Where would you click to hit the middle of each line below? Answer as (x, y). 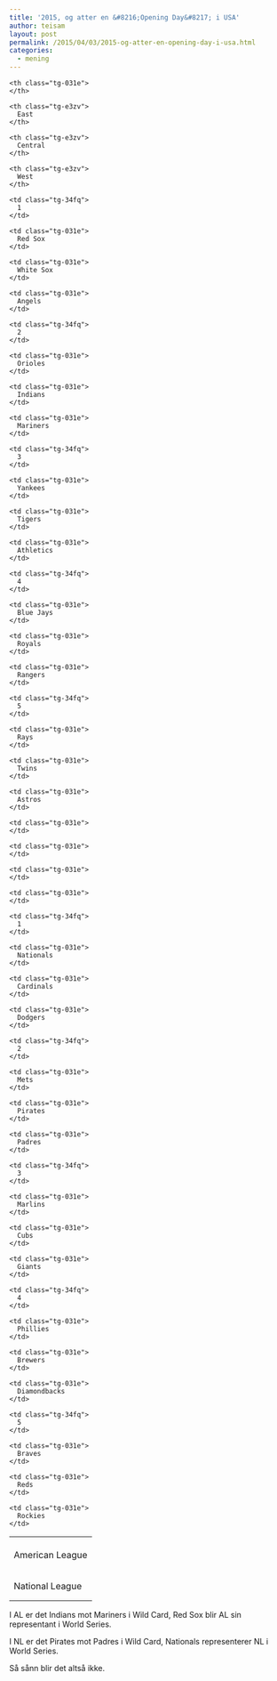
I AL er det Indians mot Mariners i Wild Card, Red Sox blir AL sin (126, 1615)
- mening (33, 59)
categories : (31, 51)
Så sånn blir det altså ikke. (57, 1668)
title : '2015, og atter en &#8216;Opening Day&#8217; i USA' (125, 17)
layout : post (33, 34)
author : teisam (37, 26)
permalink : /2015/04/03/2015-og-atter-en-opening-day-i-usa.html (132, 42)
